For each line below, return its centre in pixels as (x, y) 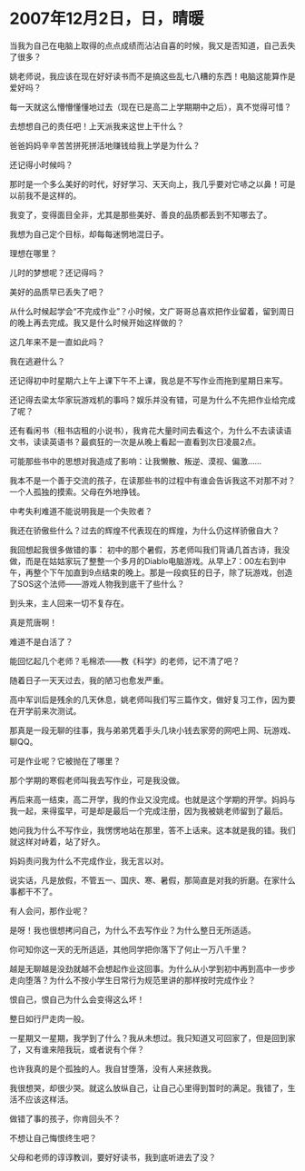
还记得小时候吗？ (41, 164)
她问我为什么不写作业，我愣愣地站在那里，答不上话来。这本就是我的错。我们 (152, 830)
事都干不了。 (33, 891)
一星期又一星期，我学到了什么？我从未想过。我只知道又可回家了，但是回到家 (152, 1037)
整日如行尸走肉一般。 (49, 1018)
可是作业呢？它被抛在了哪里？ (65, 760)
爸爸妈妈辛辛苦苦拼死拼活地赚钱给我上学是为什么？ (105, 145)
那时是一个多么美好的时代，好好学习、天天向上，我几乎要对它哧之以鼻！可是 (152, 184)
